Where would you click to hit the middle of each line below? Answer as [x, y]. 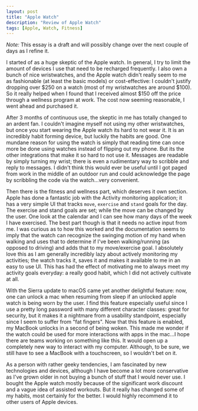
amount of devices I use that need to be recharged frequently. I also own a [97, 69]
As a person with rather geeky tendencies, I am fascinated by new [86, 364]
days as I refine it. [28, 51]
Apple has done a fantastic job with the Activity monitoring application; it [94, 198]
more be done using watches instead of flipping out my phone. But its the [95, 149]
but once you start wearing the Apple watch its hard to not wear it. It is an [95, 130]
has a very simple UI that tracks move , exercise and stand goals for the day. [97, 204]
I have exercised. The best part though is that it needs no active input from [97, 223]
